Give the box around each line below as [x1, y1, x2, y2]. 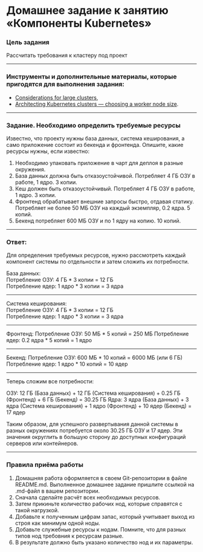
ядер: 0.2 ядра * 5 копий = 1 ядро [6, 337, 92, 344]
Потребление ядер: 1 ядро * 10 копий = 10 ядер [6, 360, 128, 368]
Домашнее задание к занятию [6, 4, 169, 18]
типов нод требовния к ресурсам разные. [14, 532, 124, 539]
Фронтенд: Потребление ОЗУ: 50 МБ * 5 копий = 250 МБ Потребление [6, 330, 189, 337]
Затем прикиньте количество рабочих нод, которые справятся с [14, 500, 183, 507]
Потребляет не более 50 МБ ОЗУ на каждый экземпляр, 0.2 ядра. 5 [14, 204, 190, 212]
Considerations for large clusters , [14, 94, 98, 101]
